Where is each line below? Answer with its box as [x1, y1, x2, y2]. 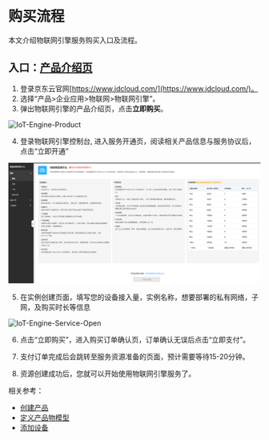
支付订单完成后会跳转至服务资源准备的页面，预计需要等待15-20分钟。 [19, 352, 250, 362]
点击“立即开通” [19, 146, 70, 156]
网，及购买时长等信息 [19, 302, 90, 312]
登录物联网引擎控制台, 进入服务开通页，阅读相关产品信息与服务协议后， [19, 136, 256, 146]
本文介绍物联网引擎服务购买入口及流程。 [8, 35, 142, 45]
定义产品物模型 [19, 413, 70, 422]
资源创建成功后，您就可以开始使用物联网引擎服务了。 [19, 369, 196, 378]
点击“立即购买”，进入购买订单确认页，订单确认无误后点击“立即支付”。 [19, 335, 251, 345]
